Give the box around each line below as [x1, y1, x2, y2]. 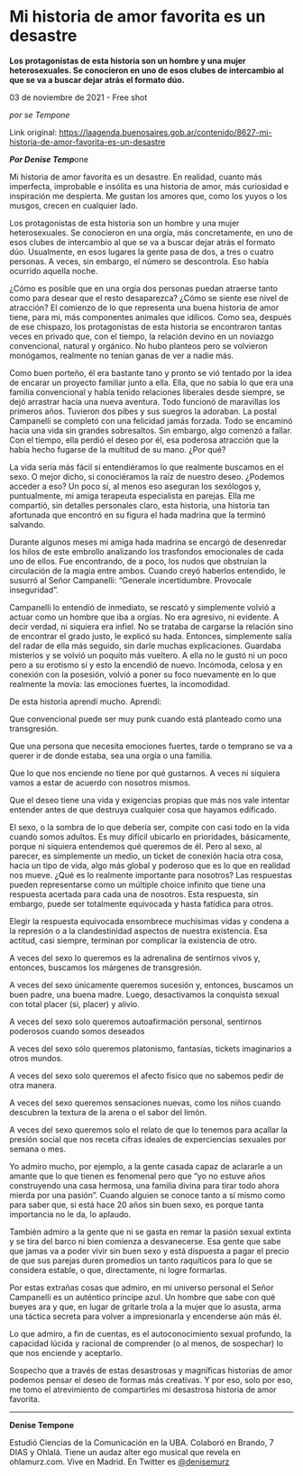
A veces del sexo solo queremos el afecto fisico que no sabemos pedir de [9, 1070, 284, 1081]
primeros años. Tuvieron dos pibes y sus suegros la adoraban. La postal [9, 406, 278, 417]
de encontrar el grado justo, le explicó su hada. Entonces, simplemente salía [9, 630, 293, 641]
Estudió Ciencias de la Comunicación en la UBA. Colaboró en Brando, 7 [9, 1436, 275, 1448]
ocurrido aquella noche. [9, 265, 98, 276]
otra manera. [9, 1079, 57, 1090]
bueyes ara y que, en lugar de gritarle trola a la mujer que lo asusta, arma [9, 1301, 281, 1312]
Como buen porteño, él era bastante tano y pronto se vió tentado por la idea [9, 367, 292, 378]
